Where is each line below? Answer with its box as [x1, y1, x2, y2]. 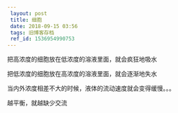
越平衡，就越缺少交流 [7, 99, 67, 107]
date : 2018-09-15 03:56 [10, 23, 78, 29]
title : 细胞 [10, 16, 42, 23]
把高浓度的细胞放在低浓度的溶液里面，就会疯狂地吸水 [7, 55, 157, 64]
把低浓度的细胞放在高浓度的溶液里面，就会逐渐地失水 [7, 70, 157, 78]
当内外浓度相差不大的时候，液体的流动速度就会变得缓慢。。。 [7, 84, 175, 92]
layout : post [10, 10, 48, 17]
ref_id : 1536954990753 [10, 36, 75, 42]
